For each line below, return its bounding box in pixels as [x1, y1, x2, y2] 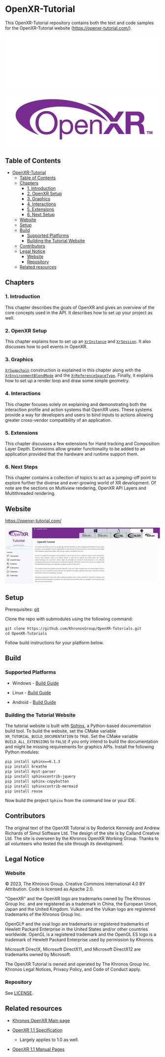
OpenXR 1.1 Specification [12, 1027, 63, 1033]
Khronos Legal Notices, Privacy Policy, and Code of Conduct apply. [5, 967, 141, 973]
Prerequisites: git [5, 606, 39, 612]
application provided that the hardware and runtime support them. [5, 451, 139, 457]
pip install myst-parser [5, 769, 56, 774]
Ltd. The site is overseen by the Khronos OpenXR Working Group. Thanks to [5, 835, 159, 841]
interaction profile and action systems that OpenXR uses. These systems [5, 407, 152, 412]
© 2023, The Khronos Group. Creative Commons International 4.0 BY [5, 881, 146, 887]
